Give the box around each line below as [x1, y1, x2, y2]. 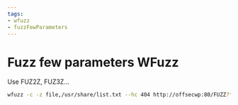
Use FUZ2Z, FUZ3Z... [7, 77, 69, 86]
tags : [7, 10, 23, 18]
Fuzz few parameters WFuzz [7, 54, 179, 70]
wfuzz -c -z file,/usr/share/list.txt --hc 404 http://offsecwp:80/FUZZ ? [7, 92, 230, 99]
